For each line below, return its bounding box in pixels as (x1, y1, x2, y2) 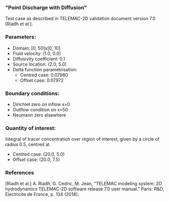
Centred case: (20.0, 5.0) (12, 151, 65, 158)
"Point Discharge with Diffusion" (5, 4, 87, 11)
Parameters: (5, 33, 36, 40)
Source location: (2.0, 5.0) (12, 61, 67, 67)
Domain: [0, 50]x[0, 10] (12, 45, 61, 51)
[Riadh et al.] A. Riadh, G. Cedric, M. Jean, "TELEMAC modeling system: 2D (5, 181, 162, 187)
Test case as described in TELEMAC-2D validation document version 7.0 (5, 16, 155, 22)
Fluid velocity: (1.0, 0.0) (12, 50, 62, 57)
